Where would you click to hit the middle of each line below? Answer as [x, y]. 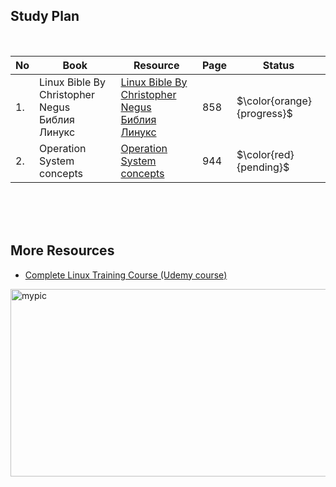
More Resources [62, 250]
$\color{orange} [274, 101]
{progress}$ [264, 113]
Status [278, 65]
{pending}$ [263, 167]
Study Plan [45, 16]
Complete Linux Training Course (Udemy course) [126, 275]
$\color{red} [265, 154]
